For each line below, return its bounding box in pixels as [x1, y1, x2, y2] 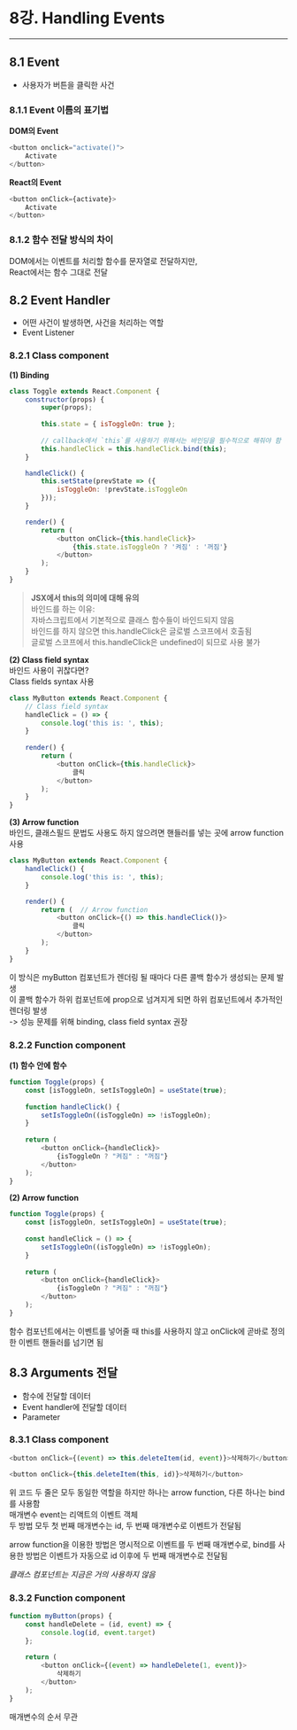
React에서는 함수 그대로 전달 [9, 267, 109, 277]
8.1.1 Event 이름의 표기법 [9, 104, 109, 116]
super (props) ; [41, 403, 93, 412]
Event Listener [21, 327, 75, 338]
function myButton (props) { [9, 1611, 113, 1620]
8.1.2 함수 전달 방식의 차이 [9, 234, 114, 246]
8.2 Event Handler [9, 292, 110, 308]
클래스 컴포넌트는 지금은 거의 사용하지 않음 [9, 1569, 156, 1579]
